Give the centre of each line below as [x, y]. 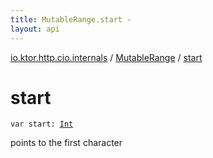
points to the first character [66, 143]
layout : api [35, 29]
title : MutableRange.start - [71, 19]
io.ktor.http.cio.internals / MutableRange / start [106, 57]
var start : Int [42, 124]
